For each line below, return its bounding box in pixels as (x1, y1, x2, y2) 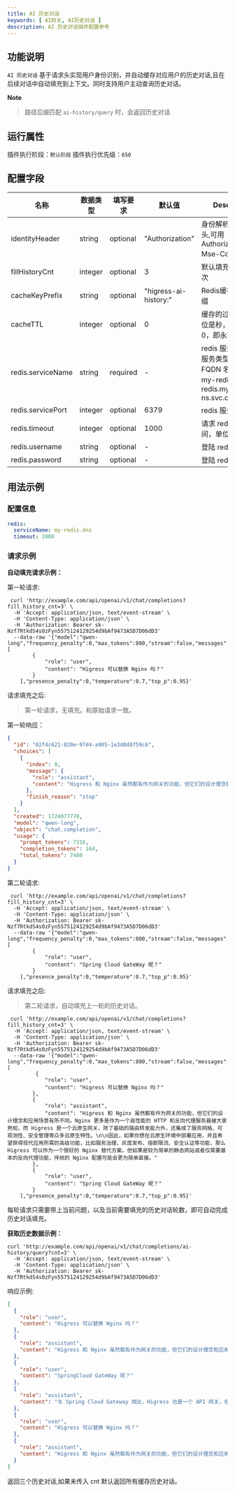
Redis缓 (201, 285, 227, 295)
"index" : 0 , (25, 760, 61, 768)
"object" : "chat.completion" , (13, 826, 101, 833)
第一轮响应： (7, 721, 44, 730)
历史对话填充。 (7, 1214, 50, 1223)
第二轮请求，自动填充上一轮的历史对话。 (24, 1001, 141, 1009)
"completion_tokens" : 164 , (20, 846, 99, 853)
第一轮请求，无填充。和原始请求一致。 (24, 706, 135, 714)
